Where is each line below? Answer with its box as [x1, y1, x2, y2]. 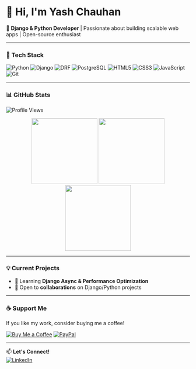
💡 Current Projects [6, 264, 60, 273]
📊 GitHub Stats [6, 91, 51, 99]
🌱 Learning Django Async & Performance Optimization [14, 277, 149, 284]
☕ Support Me [6, 304, 47, 312]
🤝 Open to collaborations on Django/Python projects [14, 284, 142, 291]
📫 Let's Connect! [6, 348, 50, 356]
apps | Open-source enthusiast [6, 30, 81, 37]
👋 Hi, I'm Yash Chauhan [6, 5, 121, 19]
